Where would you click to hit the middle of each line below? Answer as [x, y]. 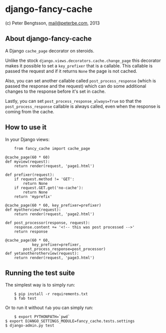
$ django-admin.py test [30, 326]
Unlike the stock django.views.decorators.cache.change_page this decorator [83, 60]
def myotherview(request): [33, 210]
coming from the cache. [30, 111]
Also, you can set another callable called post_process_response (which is [81, 80]
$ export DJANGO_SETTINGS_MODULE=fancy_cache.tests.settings [70, 321]
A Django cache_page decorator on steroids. [50, 50]
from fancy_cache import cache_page [52, 148]
